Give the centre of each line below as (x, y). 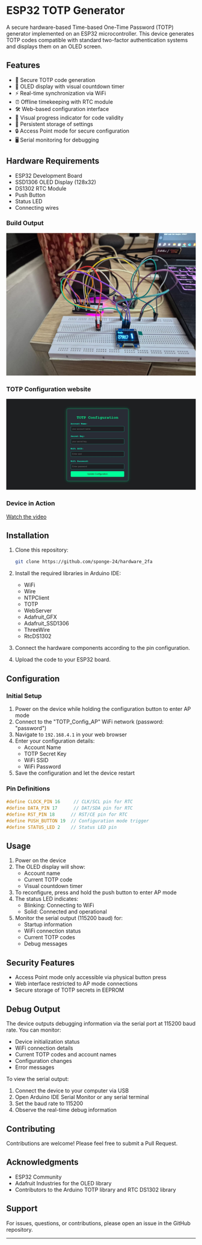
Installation (28, 536)
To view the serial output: (38, 1079)
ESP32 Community (38, 1177)
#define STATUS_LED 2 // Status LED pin (62, 827)
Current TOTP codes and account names (66, 1054)
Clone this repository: (41, 550)
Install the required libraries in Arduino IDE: (68, 573)
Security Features (41, 963)
